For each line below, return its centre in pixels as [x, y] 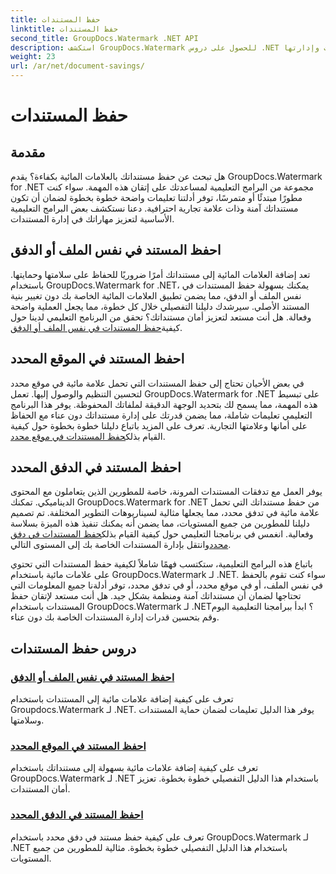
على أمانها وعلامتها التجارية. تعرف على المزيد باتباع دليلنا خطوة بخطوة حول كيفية [159, 425]
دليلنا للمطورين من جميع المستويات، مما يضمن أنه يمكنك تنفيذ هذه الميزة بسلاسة [160, 523]
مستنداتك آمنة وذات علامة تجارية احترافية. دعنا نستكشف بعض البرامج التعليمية [154, 208]
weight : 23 [33, 57]
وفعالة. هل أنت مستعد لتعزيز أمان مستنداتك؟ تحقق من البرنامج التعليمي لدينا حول [161, 317]
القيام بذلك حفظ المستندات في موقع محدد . [88, 436]
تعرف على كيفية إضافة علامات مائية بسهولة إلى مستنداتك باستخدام [134, 768]
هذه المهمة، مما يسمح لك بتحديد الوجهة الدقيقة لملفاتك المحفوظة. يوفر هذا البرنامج [164, 404]
